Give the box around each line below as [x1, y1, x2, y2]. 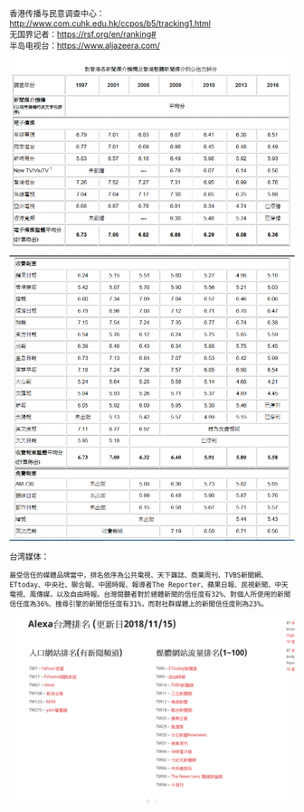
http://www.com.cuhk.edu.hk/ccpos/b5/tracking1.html [9, 18, 211, 29]
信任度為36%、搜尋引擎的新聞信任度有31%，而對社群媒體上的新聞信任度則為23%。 [9, 600, 269, 609]
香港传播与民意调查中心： [9, 8, 105, 18]
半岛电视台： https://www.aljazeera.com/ [9, 40, 161, 51]
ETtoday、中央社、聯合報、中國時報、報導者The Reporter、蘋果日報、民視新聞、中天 [9, 581, 289, 590]
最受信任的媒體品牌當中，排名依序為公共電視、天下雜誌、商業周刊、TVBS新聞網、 [9, 571, 269, 581]
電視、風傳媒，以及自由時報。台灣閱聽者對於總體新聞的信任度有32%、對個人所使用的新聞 [9, 590, 291, 600]
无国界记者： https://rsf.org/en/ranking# [9, 29, 157, 39]
